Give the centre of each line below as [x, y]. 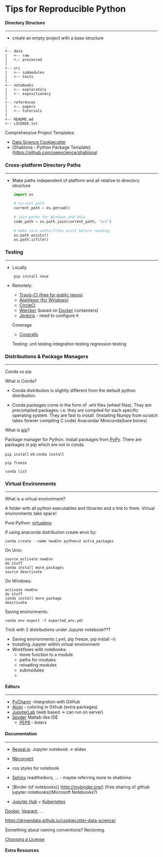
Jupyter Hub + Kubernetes [39, 801]
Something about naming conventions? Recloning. [55, 830]
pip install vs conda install [35, 454]
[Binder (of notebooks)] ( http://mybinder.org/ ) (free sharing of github [81, 787]
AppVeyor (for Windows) [44, 300]
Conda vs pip [18, 372]
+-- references [20, 102]
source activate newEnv [29, 559]
